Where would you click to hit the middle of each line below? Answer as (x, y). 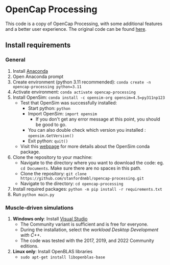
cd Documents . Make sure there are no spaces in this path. (81, 168)
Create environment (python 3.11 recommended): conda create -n (82, 82)
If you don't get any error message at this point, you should (98, 119)
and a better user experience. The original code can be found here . (76, 29)
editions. (29, 246)
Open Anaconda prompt (38, 76)
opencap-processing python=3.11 (47, 87)
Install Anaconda (30, 71)
